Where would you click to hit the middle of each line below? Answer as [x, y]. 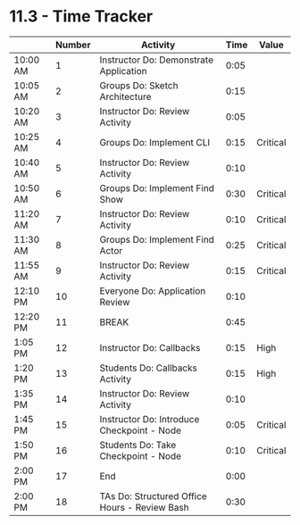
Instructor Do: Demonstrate [157, 60]
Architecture [125, 96]
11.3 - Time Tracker [81, 17]
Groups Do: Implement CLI [155, 142]
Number [73, 45]
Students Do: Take [138, 445]
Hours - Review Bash [144, 507]
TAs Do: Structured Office [153, 496]
